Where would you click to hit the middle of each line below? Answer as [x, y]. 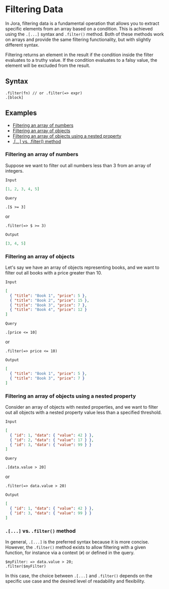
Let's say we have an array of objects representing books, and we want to [82, 267]
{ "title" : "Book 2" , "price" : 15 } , [50, 300]
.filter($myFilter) [26, 566]
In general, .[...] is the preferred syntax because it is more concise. [77, 542]
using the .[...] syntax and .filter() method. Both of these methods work [85, 34]
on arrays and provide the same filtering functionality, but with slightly [78, 40]
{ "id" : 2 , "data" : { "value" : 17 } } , [52, 440]
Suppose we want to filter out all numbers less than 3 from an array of [78, 165]
